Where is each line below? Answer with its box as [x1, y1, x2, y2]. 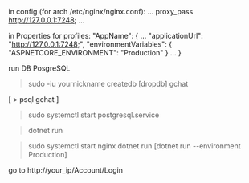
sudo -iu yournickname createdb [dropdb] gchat [27, 79, 189, 88]
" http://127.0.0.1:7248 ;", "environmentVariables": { [8, 39, 173, 49]
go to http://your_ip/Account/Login [8, 165, 123, 175]
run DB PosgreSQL [8, 63, 71, 73]
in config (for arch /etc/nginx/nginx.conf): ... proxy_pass [8, 7, 194, 16]
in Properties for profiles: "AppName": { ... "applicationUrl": [8, 31, 203, 40]
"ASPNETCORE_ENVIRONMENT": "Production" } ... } [8, 48, 182, 57]
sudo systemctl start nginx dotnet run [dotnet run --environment [27, 141, 241, 151]
